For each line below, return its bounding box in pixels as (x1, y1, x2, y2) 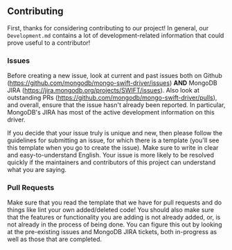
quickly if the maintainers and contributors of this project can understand (7, 158, 216, 166)
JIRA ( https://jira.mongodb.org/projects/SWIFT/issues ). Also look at (7, 86, 199, 95)
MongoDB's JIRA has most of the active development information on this (7, 108, 215, 117)
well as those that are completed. (7, 235, 102, 244)
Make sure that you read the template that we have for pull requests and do (7, 198, 222, 206)
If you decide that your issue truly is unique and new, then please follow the (7, 129, 223, 137)
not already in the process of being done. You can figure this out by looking (7, 220, 223, 229)
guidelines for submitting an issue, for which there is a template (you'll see (7, 136, 220, 144)
